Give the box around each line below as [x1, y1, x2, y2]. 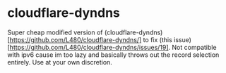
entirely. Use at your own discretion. [7, 58, 113, 66]
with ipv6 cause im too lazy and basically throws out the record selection [7, 51, 220, 59]
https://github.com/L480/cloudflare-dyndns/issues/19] [9, 43, 169, 51]
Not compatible [172, 43, 217, 51]
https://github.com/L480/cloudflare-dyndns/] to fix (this [9, 35, 173, 44]
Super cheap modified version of [7, 28, 104, 36]
